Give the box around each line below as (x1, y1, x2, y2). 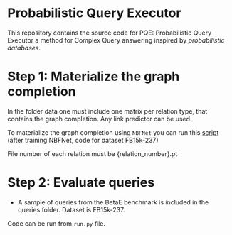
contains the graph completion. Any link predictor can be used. (7, 114, 192, 123)
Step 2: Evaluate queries (7, 175, 155, 191)
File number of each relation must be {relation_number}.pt (7, 149, 178, 158)
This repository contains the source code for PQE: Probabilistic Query (7, 28, 212, 37)
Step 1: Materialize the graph (7, 69, 180, 84)
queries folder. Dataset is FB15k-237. (17, 205, 125, 214)
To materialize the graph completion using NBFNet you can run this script (7, 128, 219, 136)
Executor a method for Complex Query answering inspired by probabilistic (7, 35, 225, 44)
